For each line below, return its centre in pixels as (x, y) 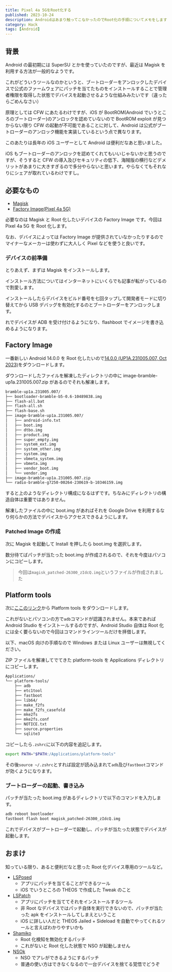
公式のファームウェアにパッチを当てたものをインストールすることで (86, 89)
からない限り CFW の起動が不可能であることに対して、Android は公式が (81, 125)
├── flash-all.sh (24, 406)
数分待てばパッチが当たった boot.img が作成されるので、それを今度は (79, 554)
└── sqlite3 (27, 734)
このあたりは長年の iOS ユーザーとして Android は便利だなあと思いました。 (85, 143)
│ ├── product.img (27, 435)
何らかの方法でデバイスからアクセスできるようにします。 (70, 517)
